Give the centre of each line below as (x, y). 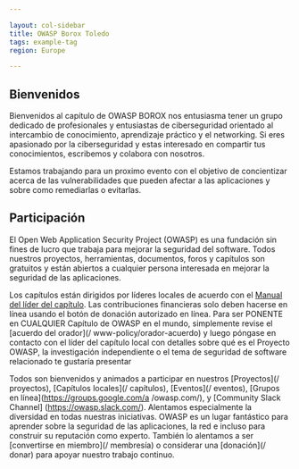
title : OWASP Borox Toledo (59, 33)
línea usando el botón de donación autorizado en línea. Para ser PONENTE (146, 314)
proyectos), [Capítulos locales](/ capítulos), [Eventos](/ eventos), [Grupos (145, 388)
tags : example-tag (43, 42)
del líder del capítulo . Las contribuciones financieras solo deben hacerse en (149, 304)
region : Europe (37, 50)
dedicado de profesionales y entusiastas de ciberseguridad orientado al (141, 125)
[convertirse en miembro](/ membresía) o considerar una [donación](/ (137, 445)
